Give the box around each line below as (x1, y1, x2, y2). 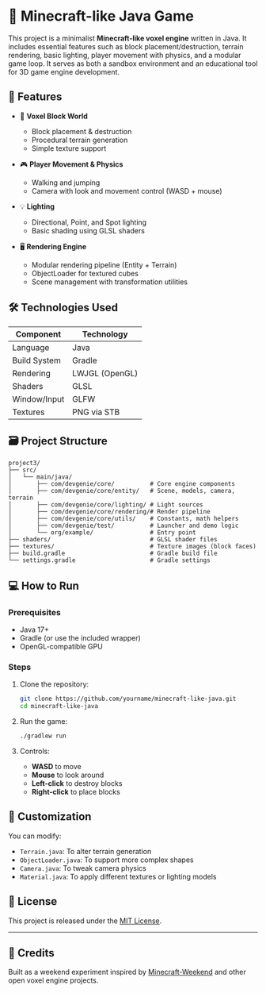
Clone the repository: (19, 679, 89, 689)
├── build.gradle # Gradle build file (8, 549, 218, 558)
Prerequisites (8, 606, 61, 618)
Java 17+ (19, 625, 49, 634)
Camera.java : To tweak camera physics (19, 863, 146, 872)
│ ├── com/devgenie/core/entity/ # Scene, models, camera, (8, 487, 236, 495)
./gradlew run (19, 732, 66, 741)
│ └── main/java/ (8, 473, 73, 481)
